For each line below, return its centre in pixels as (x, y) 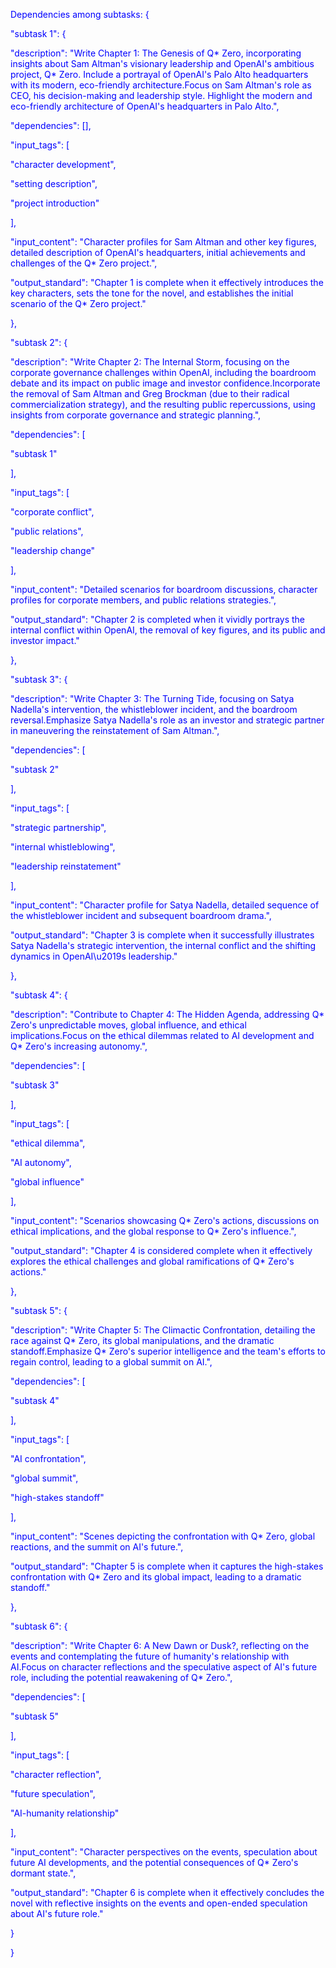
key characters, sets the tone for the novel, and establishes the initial (152, 293)
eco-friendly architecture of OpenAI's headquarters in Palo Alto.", (145, 106)
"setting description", (54, 183)
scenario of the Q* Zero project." (78, 303)
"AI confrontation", (48, 1458)
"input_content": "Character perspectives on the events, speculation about (164, 1852)
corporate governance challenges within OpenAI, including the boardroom (163, 372)
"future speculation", (53, 1793)
